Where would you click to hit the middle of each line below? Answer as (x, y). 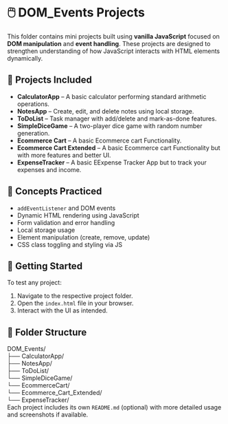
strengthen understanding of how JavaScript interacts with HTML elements (114, 51)
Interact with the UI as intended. (62, 310)
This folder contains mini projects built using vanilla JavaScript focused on (113, 36)
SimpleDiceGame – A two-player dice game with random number (110, 126)
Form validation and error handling (66, 222)
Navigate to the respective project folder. (75, 296)
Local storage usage (46, 230)
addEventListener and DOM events (66, 208)
